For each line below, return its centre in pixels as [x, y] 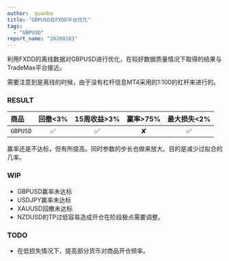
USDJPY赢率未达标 [44, 200]
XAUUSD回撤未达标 [45, 208]
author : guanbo [30, 13]
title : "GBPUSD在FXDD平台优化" [49, 20]
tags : [15, 26]
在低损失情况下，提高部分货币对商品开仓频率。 [83, 251]
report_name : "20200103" [42, 39]
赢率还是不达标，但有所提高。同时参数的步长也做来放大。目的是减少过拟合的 [115, 149]
